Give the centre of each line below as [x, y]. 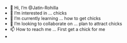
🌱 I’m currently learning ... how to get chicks [55, 18]
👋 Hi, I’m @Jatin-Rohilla [34, 8]
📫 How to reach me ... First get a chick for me [57, 29]
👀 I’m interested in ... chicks [38, 13]
